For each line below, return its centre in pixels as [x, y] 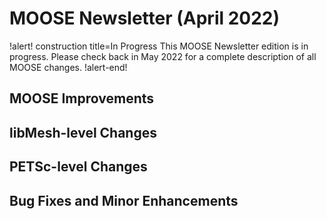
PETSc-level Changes [78, 167]
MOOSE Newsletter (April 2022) [145, 18]
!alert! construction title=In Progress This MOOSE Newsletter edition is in [159, 46]
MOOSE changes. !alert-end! [68, 67]
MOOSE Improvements [82, 98]
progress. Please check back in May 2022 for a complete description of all [163, 56]
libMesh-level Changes [83, 132]
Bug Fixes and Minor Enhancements [124, 200]
